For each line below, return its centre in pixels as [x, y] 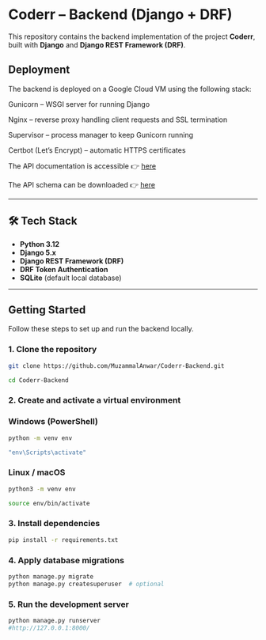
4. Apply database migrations [66, 560]
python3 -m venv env [42, 489]
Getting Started [47, 310]
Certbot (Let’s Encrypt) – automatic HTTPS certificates [97, 150]
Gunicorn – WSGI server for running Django [79, 104]
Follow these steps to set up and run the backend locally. [101, 329]
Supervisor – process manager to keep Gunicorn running [101, 134]
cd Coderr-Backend [38, 380]
